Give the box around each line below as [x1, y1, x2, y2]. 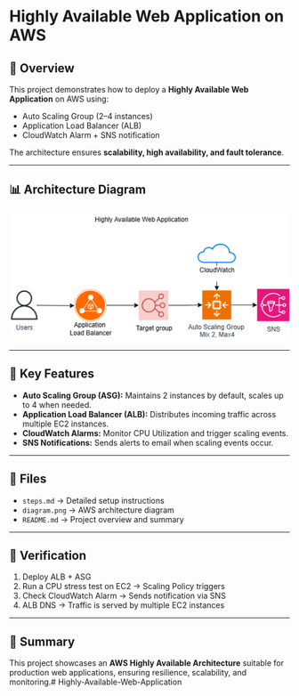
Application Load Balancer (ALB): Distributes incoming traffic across [21, 409, 277, 419]
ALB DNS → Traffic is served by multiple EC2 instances [21, 600, 225, 611]
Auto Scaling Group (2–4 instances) [21, 111, 153, 121]
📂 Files [9, 472, 47, 487]
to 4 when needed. [21, 399, 92, 410]
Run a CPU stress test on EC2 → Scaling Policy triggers [21, 581, 225, 592]
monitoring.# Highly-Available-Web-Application [9, 676, 182, 687]
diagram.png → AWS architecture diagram [21, 505, 175, 515]
